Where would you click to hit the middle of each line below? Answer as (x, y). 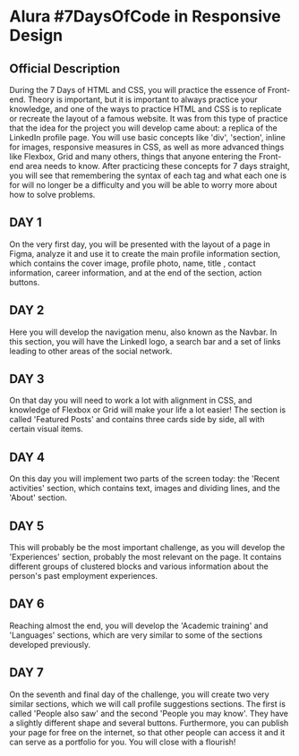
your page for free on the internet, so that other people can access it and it (147, 732)
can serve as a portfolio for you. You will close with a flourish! (123, 742)
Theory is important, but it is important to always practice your (142, 99)
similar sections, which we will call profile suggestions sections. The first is (148, 703)
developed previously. (50, 644)
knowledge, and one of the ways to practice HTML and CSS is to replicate (145, 109)
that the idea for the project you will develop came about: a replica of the (143, 128)
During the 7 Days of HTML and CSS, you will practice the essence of (137, 90)
